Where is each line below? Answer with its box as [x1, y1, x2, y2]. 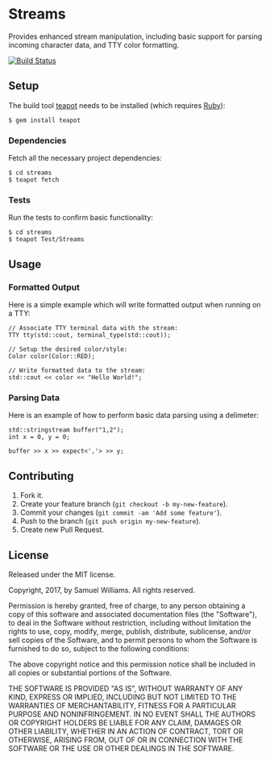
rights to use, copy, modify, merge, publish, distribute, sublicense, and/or [8, 626, 251, 636]
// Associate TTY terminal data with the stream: [8, 324, 179, 332]
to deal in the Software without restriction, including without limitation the [8, 618, 251, 628]
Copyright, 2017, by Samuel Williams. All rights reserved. [8, 585, 196, 595]
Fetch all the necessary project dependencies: [8, 153, 163, 163]
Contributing [8, 469, 74, 482]
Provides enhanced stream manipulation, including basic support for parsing [8, 31, 263, 41]
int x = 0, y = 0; [8, 433, 70, 441]
